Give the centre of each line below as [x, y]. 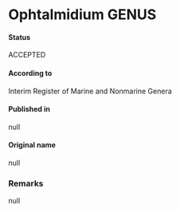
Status [20, 37]
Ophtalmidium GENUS [82, 15]
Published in [29, 109]
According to [30, 73]
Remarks [26, 183]
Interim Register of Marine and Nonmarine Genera [90, 91]
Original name [32, 145]
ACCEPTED [27, 55]
